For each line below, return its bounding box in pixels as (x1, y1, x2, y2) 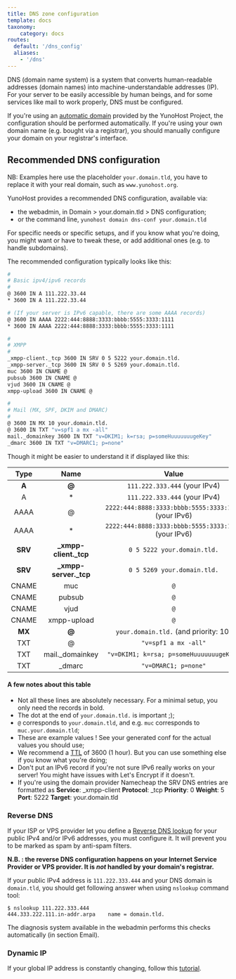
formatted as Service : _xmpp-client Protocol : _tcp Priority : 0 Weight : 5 (17, 785, 225, 794)
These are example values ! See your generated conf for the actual (17, 733, 211, 741)
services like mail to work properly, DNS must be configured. (7, 98, 183, 106)
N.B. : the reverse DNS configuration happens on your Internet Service (7, 855, 218, 864)
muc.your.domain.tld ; (17, 725, 80, 734)
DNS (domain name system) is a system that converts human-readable (7, 75, 213, 84)
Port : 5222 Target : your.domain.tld (17, 793, 119, 801)
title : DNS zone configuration (7, 10, 99, 18)
